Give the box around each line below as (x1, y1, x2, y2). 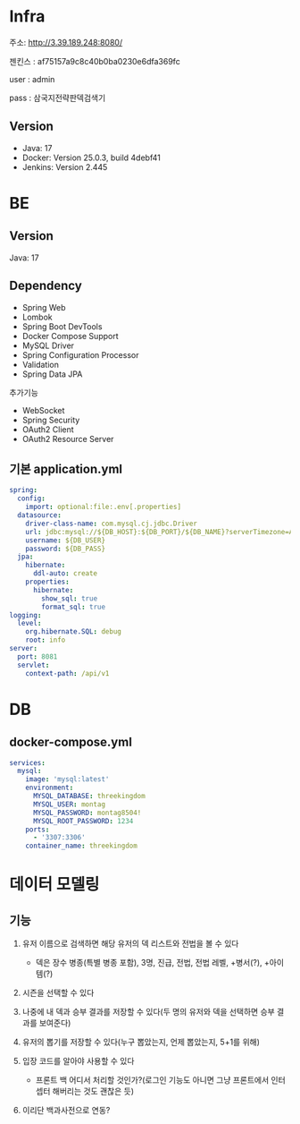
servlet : (17, 660, 50, 669)
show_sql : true (41, 593, 98, 603)
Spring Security (21, 414, 80, 425)
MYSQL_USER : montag (32, 799, 105, 809)
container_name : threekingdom (25, 841, 138, 851)
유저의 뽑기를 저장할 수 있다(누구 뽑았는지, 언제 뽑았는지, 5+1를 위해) (21, 1036, 261, 1048)
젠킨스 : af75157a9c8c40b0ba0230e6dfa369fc (9, 55, 180, 66)
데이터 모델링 (9, 874, 100, 895)
